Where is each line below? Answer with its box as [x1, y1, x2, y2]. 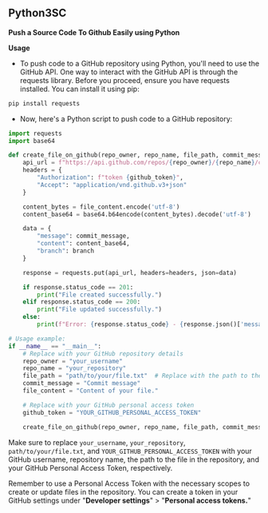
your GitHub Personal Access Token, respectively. [8, 463, 173, 472]
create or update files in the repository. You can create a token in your [8, 487, 238, 496]
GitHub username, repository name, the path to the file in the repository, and [8, 455, 259, 464]
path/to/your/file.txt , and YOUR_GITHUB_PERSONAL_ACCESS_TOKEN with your [8, 446, 253, 455]
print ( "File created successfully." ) [37, 291, 162, 299]
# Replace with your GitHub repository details [22, 349, 183, 358]
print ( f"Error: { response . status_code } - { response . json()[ [37, 320, 241, 328]
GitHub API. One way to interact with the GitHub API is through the [19, 67, 238, 77]
